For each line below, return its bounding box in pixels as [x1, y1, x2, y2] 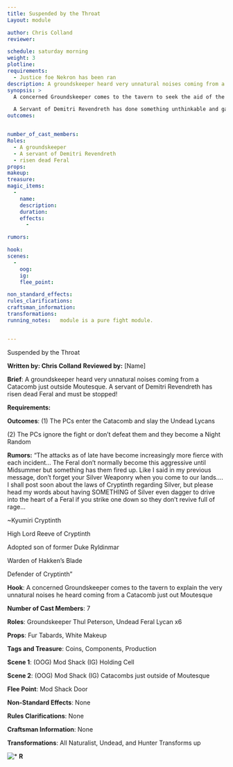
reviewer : [7, 35, 36, 42]
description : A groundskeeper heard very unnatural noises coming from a [7, 81, 225, 87]
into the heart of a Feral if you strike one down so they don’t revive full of [7, 495, 215, 503]
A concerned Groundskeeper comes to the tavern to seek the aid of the [13, 93, 225, 101]
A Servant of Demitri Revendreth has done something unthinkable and [13, 106, 218, 113]
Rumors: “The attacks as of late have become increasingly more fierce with [7, 450, 223, 459]
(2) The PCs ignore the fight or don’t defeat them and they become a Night [7, 430, 221, 438]
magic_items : [7, 183, 45, 189]
